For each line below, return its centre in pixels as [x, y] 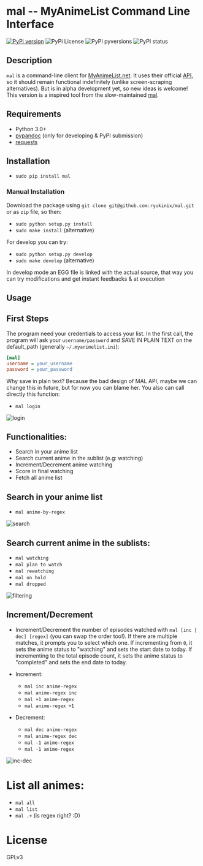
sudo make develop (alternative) [55, 260]
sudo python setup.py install [54, 224]
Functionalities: [37, 437]
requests [26, 142]
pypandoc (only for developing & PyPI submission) [79, 135]
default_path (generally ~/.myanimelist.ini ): [63, 346]
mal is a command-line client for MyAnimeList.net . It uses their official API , [100, 75]
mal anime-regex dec [51, 736]
